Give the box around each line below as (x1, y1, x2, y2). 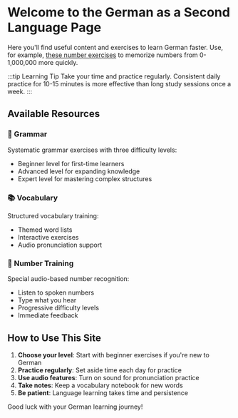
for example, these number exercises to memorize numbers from (7, 51, 198, 59)
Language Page (7, 19, 102, 36)
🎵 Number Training (7, 258, 74, 268)
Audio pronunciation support (17, 240, 102, 249)
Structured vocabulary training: (7, 211, 99, 220)
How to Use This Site (7, 332, 102, 344)
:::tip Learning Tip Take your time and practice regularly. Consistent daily (7, 72, 221, 81)
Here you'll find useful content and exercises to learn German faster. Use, (7, 43, 223, 51)
